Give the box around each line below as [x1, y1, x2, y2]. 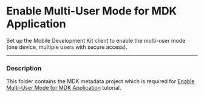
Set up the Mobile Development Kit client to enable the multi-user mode [6, 37, 186, 44]
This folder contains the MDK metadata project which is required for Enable [6, 78, 195, 85]
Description [6, 64, 42, 72]
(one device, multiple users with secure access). [6, 43, 127, 51]
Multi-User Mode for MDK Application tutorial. [6, 84, 121, 92]
